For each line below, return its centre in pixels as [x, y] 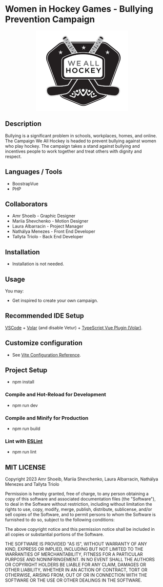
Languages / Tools [34, 172]
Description [23, 124]
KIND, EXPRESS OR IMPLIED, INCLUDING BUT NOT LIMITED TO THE [74, 549]
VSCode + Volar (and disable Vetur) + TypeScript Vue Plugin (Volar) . [74, 327]
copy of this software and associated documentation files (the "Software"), [81, 499]
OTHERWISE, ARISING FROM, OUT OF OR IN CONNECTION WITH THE [76, 575]
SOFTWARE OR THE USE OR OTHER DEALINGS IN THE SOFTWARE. [73, 580]
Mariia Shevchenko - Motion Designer [50, 221]
